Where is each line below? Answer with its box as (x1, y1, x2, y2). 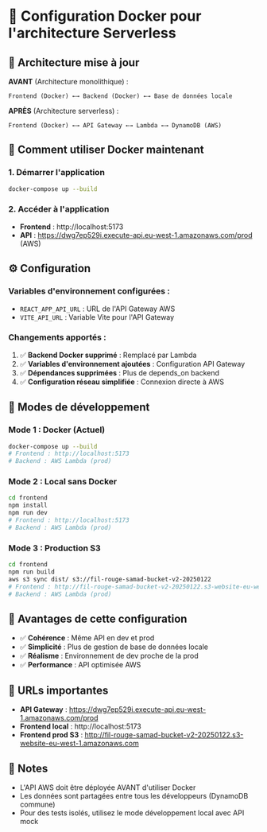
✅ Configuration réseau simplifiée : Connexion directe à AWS (19, 377, 225, 387)
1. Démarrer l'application (8, 167, 106, 178)
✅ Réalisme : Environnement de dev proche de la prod (19, 651, 199, 661)
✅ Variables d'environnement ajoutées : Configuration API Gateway (19, 359, 246, 368)
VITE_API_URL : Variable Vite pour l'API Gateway (19, 312, 175, 321)
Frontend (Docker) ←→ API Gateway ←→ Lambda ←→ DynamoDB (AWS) (8, 122, 222, 130)
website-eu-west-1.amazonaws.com (19, 739, 139, 748)
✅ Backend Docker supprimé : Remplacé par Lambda (19, 350, 197, 360)
